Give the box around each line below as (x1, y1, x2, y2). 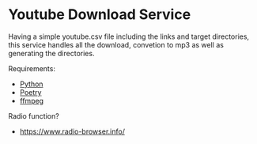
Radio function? (8, 111, 59, 120)
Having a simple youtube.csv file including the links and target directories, (8, 32, 250, 41)
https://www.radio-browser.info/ (19, 127, 125, 136)
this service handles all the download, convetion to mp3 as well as (8, 40, 224, 49)
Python (19, 79, 43, 89)
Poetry (19, 87, 42, 97)
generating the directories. (8, 48, 95, 58)
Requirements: (8, 63, 55, 73)
